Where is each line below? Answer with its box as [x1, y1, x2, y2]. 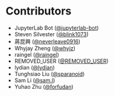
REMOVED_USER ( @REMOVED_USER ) [14, 57, 109, 65]
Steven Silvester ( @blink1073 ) [14, 30, 89, 37]
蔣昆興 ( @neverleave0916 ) [14, 37, 81, 45]
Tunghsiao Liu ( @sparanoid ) [14, 70, 85, 77]
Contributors [5, 4, 72, 18]
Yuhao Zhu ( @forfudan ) [14, 83, 74, 90]
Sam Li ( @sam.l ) [14, 77, 55, 84]
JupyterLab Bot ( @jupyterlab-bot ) [14, 24, 99, 31]
